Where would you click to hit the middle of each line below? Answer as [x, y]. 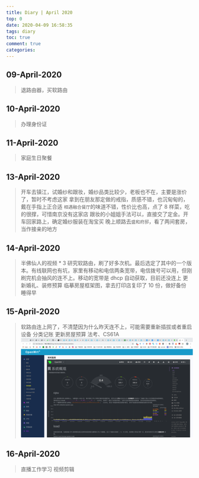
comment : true [24, 44]
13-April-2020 [33, 177]
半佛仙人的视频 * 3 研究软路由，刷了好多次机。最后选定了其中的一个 [104, 263]
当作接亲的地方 [39, 229]
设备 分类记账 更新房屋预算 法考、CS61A [70, 334]
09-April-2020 [34, 75]
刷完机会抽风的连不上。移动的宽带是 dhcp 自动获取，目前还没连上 [101, 278]
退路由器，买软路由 [44, 90]
